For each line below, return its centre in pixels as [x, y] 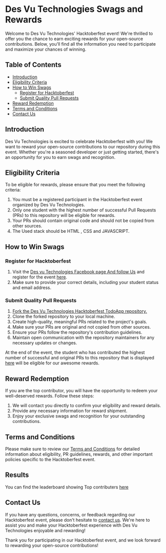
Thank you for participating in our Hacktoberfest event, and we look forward [83, 540]
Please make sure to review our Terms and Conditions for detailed [73, 449]
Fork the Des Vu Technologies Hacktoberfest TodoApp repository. [80, 311]
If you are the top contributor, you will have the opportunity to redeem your [82, 391]
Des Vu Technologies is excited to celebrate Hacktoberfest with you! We [79, 141]
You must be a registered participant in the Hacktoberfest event [77, 200]
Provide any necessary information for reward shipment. [70, 411]
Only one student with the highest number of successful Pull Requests [84, 210]
